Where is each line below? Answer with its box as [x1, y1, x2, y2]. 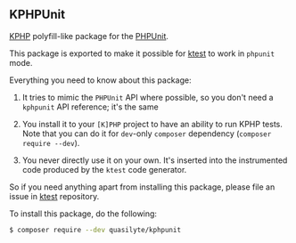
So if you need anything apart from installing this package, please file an [9, 182, 275, 192]
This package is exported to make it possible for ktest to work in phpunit [9, 48, 275, 59]
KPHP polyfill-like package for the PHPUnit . [9, 30, 169, 41]
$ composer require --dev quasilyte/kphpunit [9, 225, 181, 234]
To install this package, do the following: [9, 208, 158, 219]
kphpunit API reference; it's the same [21, 101, 159, 112]
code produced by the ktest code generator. [21, 164, 187, 174]
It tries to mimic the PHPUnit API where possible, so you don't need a [21, 92, 274, 102]
